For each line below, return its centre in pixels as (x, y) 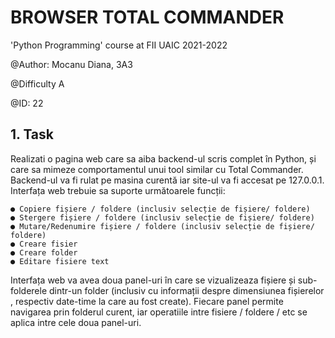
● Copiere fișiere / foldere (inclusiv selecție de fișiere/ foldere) (160, 209)
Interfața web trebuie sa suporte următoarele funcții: (118, 190)
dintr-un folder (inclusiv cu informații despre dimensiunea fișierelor (186, 290)
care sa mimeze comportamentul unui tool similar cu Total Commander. (157, 169)
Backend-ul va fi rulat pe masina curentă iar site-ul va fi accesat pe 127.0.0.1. (167, 180)
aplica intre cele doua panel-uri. (76, 322)
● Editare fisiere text (60, 261)
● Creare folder (44, 252)
